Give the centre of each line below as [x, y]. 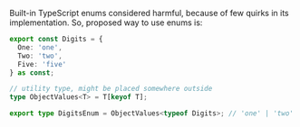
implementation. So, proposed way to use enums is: [106, 23]
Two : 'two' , [40, 56]
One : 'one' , [40, 47]
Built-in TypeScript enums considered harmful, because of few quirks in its [149, 13]
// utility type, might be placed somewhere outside [111, 89]
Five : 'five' [42, 64]
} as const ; [32, 73]
